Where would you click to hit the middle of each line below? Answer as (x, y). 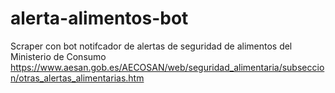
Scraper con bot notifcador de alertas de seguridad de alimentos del (151, 46)
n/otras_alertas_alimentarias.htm (77, 78)
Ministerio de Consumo (58, 56)
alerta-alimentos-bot (99, 18)
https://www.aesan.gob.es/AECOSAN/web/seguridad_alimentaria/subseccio (167, 67)
